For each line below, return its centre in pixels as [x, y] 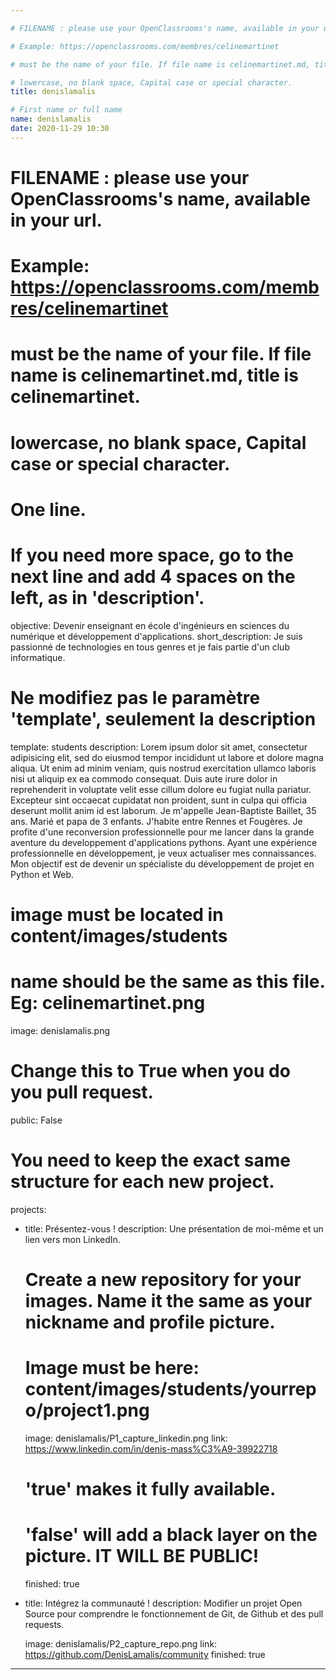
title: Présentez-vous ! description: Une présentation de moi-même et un [174, 1228]
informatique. [38, 657]
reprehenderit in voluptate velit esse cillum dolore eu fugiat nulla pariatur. [161, 789]
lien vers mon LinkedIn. [72, 1239]
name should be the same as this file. [167, 981]
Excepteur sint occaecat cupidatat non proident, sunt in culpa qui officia [158, 800]
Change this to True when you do [150, 1070]
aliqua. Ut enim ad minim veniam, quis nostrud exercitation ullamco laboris [163, 768]
